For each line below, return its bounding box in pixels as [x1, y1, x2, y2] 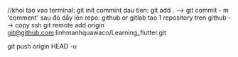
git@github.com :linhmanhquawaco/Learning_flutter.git [7, 28, 167, 37]
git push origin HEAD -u [7, 42, 77, 50]
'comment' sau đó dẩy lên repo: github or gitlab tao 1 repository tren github [7, 13, 227, 22]
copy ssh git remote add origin [15, 21, 105, 29]
